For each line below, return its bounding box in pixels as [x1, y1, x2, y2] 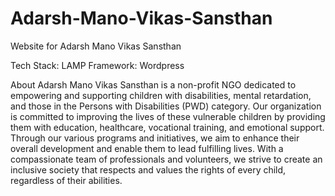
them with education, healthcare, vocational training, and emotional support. [10, 121, 325, 133]
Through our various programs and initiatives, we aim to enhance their [10, 132, 300, 144]
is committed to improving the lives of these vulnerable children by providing [10, 110, 326, 122]
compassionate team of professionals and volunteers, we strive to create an [10, 153, 323, 165]
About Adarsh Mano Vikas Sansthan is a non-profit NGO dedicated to [10, 78, 297, 91]
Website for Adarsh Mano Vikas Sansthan [10, 40, 182, 52]
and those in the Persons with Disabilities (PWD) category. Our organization [10, 100, 322, 112]
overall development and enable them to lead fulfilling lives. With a [10, 142, 284, 154]
